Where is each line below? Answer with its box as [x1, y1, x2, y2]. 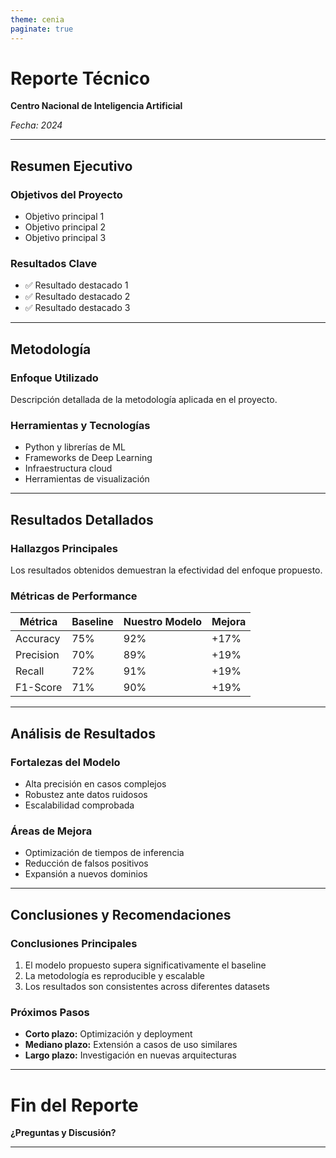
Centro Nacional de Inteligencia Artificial [10, 100, 183, 112]
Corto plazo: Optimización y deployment [24, 1028, 193, 1040]
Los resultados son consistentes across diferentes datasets [24, 981, 270, 993]
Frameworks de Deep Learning [24, 452, 153, 464]
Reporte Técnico [10, 67, 151, 90]
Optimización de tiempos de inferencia [24, 847, 185, 859]
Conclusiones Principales [10, 936, 138, 950]
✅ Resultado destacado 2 [24, 291, 131, 303]
